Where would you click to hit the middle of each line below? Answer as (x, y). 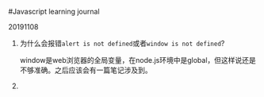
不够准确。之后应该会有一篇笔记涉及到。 (86, 70)
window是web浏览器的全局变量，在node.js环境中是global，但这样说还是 (138, 60)
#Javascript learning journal (54, 12)
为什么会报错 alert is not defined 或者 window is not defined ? (122, 43)
